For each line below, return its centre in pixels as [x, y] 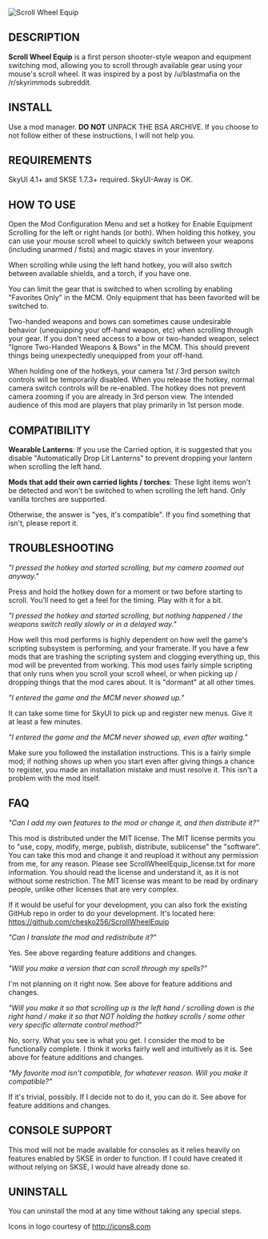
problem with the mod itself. [54, 778]
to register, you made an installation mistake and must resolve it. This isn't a [133, 769]
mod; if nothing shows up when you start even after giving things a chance [132, 761]
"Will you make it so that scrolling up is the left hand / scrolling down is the [131, 1008]
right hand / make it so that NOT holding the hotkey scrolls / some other [127, 1016]
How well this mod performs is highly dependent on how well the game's [128, 640]
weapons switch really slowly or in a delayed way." [92, 624]
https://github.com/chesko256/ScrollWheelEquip [89, 921]
